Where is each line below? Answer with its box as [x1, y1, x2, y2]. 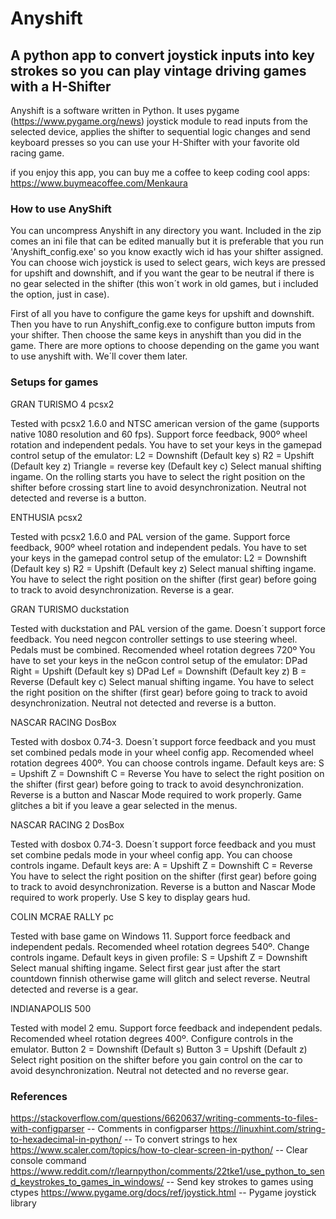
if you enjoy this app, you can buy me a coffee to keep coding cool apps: [10, 167, 310, 178]
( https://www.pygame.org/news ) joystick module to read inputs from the [10, 115, 308, 127]
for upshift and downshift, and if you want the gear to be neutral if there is [10, 267, 315, 279]
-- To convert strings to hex [123, 1133, 238, 1145]
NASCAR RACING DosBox [10, 716, 117, 728]
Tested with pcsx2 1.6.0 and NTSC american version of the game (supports [10, 417, 320, 429]
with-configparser [10, 1122, 85, 1134]
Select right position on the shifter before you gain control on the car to [10, 1053, 303, 1066]
